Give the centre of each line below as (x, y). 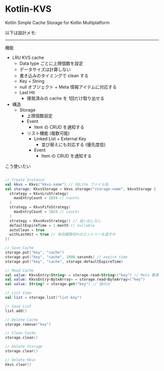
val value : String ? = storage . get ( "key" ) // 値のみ (58, 284)
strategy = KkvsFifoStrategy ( (40, 207)
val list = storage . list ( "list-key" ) (43, 297)
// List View (18, 293)
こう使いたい (18, 166)
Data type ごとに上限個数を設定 (51, 63)
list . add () (16, 311)
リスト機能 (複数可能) (48, 133)
